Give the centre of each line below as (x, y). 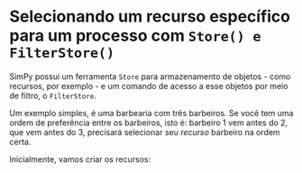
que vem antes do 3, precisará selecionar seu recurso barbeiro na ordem (145, 132)
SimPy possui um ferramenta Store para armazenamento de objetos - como (150, 76)
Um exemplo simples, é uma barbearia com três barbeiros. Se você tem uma (151, 113)
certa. (20, 141)
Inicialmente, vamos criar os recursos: (80, 159)
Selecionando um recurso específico (150, 17)
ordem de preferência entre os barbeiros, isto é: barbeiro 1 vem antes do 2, (149, 123)
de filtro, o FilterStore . (53, 96)
